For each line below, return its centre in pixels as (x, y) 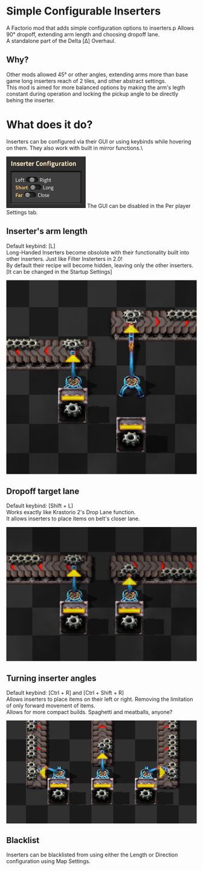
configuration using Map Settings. (48, 861)
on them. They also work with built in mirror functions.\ (75, 148)
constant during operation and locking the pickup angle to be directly (92, 94)
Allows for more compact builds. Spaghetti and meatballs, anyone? (89, 712)
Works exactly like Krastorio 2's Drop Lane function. (71, 512)
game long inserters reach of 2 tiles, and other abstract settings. (86, 81)
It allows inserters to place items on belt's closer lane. (73, 518)
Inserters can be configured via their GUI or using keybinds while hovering (99, 141)
